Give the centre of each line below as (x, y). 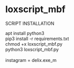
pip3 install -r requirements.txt (37, 39)
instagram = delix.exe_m (31, 60)
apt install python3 (25, 33)
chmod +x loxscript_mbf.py (34, 44)
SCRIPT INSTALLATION (30, 23)
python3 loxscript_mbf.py (32, 49)
